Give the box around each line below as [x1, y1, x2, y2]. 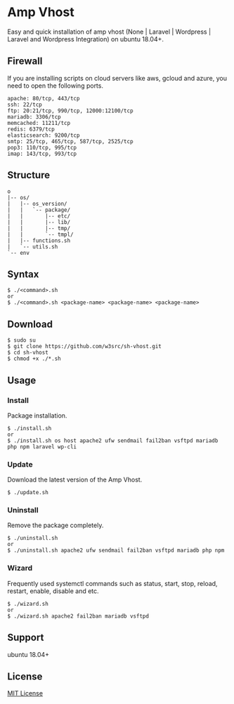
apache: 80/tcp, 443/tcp [7, 95, 80, 102]
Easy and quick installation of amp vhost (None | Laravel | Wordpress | [7, 27, 212, 36]
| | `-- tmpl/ [7, 231, 74, 238]
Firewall [7, 55, 43, 67]
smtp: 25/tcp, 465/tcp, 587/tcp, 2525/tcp [7, 138, 134, 145]
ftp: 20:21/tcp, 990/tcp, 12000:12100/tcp [7, 107, 134, 114]
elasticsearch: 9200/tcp [7, 131, 80, 139]
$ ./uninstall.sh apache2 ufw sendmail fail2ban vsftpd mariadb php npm [7, 547, 225, 554]
